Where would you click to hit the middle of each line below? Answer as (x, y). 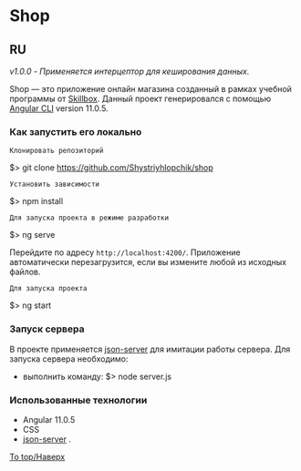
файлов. (25, 272)
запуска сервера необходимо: (69, 358)
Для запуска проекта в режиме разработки (89, 218)
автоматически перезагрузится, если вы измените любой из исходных (148, 262)
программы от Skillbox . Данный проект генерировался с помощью (140, 98)
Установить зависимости (55, 184)
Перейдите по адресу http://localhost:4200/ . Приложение (125, 252)
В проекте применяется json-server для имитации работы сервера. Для (150, 349)
